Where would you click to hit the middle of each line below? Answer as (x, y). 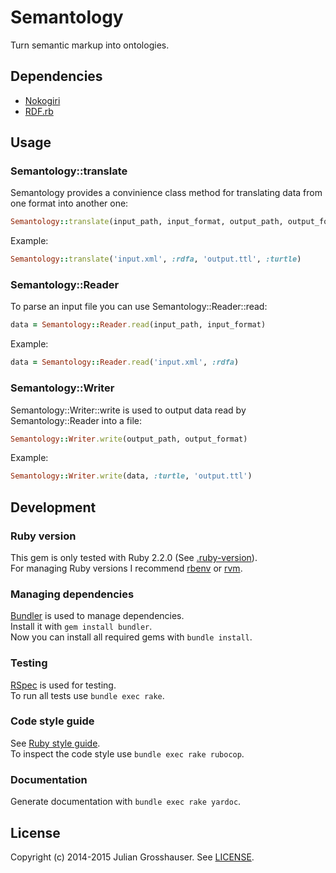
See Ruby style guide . (55, 743)
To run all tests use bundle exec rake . (87, 695)
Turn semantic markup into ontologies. (90, 45)
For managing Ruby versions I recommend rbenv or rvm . (126, 568)
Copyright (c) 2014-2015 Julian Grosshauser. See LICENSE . (132, 857)
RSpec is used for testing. (63, 685)
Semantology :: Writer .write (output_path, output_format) (129, 439)
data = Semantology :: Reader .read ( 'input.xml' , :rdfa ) (125, 362)
